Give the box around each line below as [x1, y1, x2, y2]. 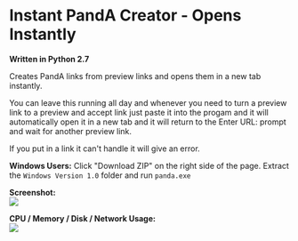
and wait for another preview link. [9, 125, 132, 136]
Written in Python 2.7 [9, 53, 90, 64]
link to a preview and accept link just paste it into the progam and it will [9, 107, 269, 117]
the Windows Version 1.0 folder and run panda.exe [9, 170, 191, 181]
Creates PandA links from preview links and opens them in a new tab [9, 70, 262, 81]
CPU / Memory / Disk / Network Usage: [9, 213, 156, 223]
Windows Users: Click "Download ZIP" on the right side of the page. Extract [9, 160, 289, 171]
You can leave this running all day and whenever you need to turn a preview [9, 97, 287, 108]
